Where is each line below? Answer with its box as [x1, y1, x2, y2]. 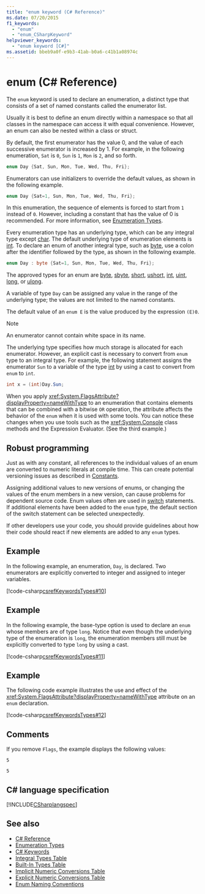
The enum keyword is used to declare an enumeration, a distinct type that [6, 96, 189, 103]
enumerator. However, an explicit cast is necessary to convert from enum [6, 350, 188, 358]
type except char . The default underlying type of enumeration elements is [6, 235, 192, 242]
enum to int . [6, 370, 35, 377]
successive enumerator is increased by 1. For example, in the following [6, 145, 185, 152]
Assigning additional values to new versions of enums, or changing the [6, 484, 185, 491]
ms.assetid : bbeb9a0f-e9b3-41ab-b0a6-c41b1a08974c [6, 49, 138, 55]
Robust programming [6, 443, 89, 453]
